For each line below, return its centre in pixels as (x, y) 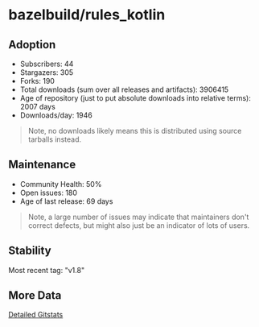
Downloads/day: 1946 (56, 115)
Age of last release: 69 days (66, 201)
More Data (35, 296)
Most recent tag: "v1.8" (47, 270)
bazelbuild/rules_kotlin (87, 15)
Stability (30, 251)
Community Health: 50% (61, 184)
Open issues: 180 (49, 192)
